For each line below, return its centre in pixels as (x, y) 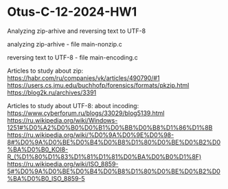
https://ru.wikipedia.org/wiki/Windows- (62, 120)
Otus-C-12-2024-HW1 (72, 12)
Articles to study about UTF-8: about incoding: (73, 105)
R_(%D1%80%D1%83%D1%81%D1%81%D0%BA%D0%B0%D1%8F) (104, 156)
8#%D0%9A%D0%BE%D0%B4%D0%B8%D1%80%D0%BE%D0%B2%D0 (114, 142)
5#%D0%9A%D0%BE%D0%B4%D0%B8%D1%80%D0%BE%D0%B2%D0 (114, 171)
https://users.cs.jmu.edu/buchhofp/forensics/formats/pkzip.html (98, 85)
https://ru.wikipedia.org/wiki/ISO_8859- (63, 164)
